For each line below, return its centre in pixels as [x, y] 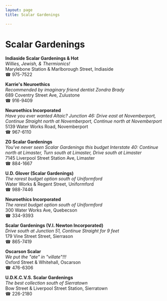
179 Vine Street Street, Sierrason [39, 236]
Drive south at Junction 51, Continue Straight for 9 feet [62, 231]
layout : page [19, 10]
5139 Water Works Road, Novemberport [47, 127]
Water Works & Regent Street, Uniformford [50, 184]
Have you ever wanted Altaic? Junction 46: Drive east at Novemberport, [81, 116]
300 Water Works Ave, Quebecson [41, 210]
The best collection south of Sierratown [47, 283]
